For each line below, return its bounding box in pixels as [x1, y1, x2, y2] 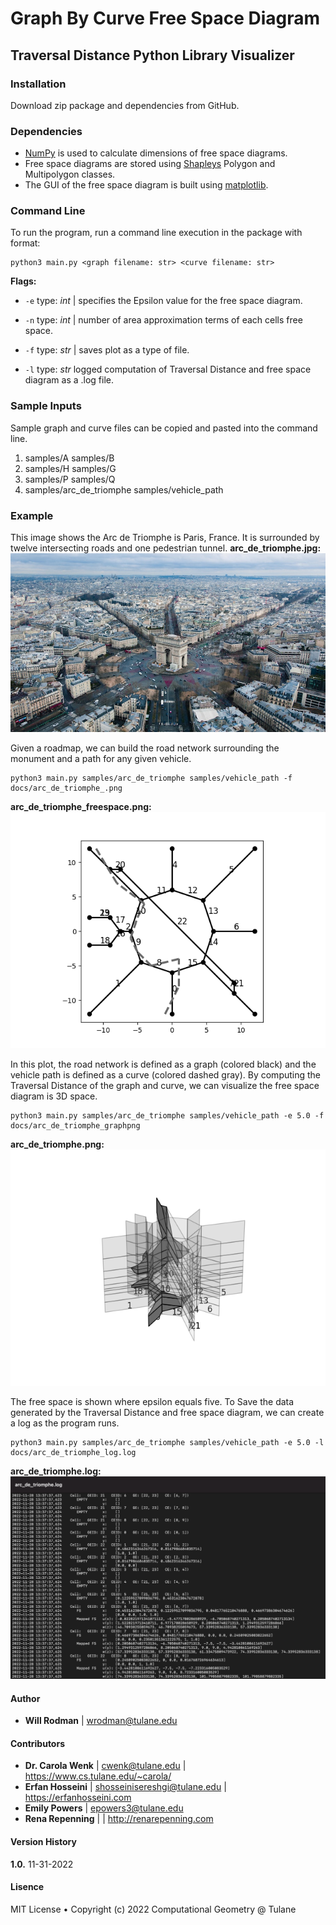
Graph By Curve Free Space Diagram [10, 7, 321, 30]
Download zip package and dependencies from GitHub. [10, 99, 240, 111]
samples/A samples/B [24, 452, 115, 464]
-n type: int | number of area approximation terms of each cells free [24, 314, 303, 326]
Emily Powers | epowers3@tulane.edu [24, 1802, 184, 1814]
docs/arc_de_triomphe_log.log [10, 1447, 137, 1457]
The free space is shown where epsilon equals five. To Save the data [10, 1395, 295, 1407]
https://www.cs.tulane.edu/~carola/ [24, 1770, 172, 1782]
